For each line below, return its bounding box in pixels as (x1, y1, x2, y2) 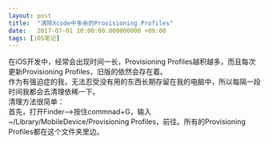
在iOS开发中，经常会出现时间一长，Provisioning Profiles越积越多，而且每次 (8, 57, 256, 66)
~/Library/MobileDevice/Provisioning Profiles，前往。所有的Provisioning (8, 117, 246, 126)
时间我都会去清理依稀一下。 (8, 87, 100, 97)
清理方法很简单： (8, 97, 65, 106)
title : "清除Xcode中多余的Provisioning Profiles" (8, 19, 174, 27)
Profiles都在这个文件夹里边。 (8, 127, 104, 137)
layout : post (8, 11, 52, 20)
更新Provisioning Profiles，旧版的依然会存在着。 (8, 67, 167, 77)
